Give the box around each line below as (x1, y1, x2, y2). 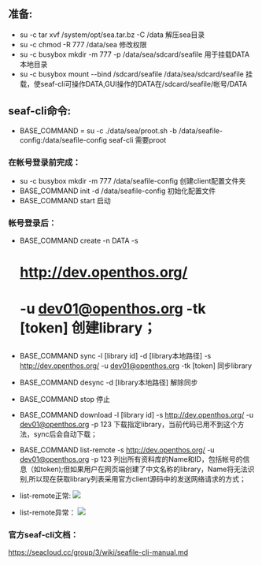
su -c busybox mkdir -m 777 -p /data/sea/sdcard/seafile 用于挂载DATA (19, 50, 250, 59)
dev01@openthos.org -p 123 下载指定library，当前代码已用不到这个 (19, 419, 238, 429)
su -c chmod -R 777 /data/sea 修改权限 (19, 39, 147, 49)
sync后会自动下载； (33, 429, 98, 439)
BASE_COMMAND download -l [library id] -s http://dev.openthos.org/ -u (19, 410, 254, 419)
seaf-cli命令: (8, 105, 72, 118)
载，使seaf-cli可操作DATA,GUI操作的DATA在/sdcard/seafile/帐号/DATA (19, 79, 248, 88)
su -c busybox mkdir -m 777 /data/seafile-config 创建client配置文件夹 (19, 176, 246, 185)
